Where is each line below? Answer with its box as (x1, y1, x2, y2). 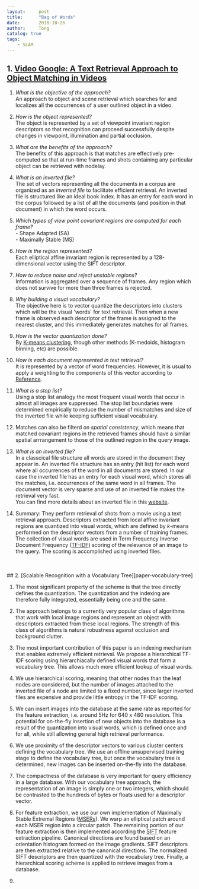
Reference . (15, 375, 43, 382)
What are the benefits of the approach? (15, 143, 113, 150)
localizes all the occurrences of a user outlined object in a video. (15, 102, 174, 109)
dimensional (15, 260, 46, 267)
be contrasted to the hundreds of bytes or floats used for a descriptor (15, 791, 185, 798)
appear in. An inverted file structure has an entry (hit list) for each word (15, 460, 189, 467)
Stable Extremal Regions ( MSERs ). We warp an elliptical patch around (15, 815, 185, 822)
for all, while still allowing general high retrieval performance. (15, 730, 165, 737)
